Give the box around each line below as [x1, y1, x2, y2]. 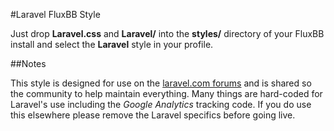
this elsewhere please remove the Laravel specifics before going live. [10, 109, 296, 121]
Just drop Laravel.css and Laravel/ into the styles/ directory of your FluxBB [10, 28, 325, 39]
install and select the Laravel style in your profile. [10, 39, 214, 50]
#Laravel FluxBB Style [10, 9, 101, 20]
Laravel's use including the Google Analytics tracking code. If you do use [10, 99, 312, 110]
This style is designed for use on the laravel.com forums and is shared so [10, 77, 312, 89]
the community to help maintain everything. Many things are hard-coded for [10, 88, 323, 99]
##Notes [10, 58, 47, 69]
